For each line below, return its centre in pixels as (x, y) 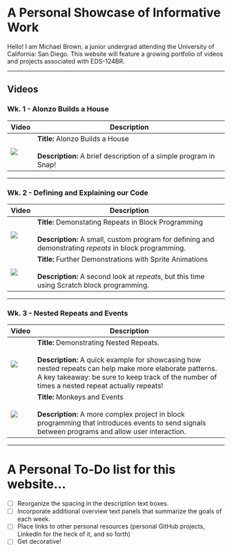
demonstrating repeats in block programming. (112, 248)
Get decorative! (39, 542)
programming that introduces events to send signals (122, 423)
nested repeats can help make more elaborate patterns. (127, 369)
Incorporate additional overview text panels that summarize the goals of (119, 511)
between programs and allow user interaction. (112, 432)
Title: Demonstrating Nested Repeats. (98, 343)
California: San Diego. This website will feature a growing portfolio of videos (115, 54)
